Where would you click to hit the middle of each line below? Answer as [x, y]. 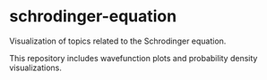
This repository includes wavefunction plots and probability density [133, 58]
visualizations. [36, 68]
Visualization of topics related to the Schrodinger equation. [118, 41]
